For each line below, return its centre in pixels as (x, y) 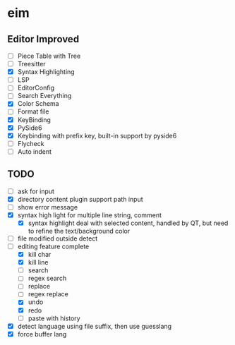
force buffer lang (42, 334)
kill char (40, 255)
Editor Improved (43, 39)
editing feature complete (53, 246)
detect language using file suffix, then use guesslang (94, 326)
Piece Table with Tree (49, 56)
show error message (48, 207)
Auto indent (34, 151)
